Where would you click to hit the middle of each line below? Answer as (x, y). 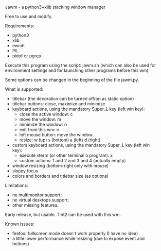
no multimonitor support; (37, 195)
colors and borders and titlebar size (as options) (60, 176)
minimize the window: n (43, 124)
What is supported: (24, 89)
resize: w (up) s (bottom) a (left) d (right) (60, 140)
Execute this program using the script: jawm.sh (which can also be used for (81, 65)
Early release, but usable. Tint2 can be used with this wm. (63, 215)
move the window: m (40, 119)
